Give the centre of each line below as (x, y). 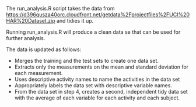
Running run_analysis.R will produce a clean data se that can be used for (93, 32)
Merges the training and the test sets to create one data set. (86, 61)
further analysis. (26, 38)
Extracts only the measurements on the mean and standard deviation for (101, 67)
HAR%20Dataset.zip (31, 21)
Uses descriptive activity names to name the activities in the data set (97, 79)
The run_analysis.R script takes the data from (60, 8)
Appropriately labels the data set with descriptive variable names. (93, 85)
